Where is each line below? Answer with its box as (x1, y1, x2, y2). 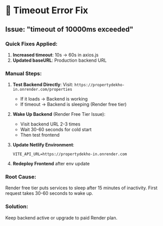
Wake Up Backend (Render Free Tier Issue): (12, 111, 105, 117)
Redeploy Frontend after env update (12, 161, 90, 167)
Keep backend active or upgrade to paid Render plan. (5, 214, 118, 221)
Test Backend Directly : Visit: (12, 82, 74, 88)
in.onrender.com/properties (12, 87, 72, 92)
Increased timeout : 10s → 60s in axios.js (12, 52, 99, 58)
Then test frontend (20, 132, 60, 138)
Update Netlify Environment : (12, 142, 75, 148)
